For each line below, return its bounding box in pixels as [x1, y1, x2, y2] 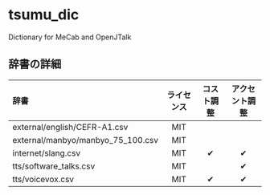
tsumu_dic [8, 6, 80, 24]
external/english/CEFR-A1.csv [12, 121, 129, 132]
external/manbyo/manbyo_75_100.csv [12, 134, 159, 145]
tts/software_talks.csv [12, 160, 96, 172]
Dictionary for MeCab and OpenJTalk [8, 32, 132, 42]
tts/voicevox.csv [12, 173, 75, 185]
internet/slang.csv [12, 147, 81, 158]
